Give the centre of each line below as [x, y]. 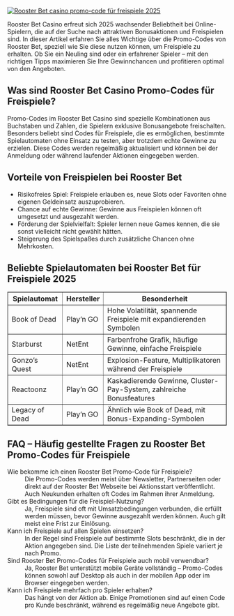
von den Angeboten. [37, 69]
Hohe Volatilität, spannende [152, 310]
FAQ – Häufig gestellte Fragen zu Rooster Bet [106, 444]
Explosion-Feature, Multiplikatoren [164, 361]
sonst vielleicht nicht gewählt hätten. [70, 231]
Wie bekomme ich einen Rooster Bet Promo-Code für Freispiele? [100, 472]
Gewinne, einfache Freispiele [154, 349]
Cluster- [205, 381]
